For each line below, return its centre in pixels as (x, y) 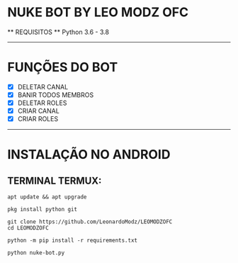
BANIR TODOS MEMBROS (56, 95)
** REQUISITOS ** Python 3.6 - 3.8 (58, 32)
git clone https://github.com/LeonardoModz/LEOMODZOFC (90, 222)
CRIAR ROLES (38, 119)
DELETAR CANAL (43, 86)
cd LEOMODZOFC (28, 228)
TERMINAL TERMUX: (55, 180)
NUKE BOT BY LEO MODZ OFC (98, 12)
